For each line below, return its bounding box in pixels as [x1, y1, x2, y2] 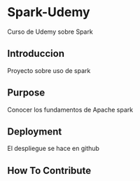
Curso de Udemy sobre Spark [7, 27, 93, 36]
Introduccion [7, 48, 65, 60]
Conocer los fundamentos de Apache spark [7, 105, 134, 114]
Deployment [7, 126, 62, 138]
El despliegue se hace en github [7, 145, 100, 153]
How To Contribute [7, 164, 92, 176]
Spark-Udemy [7, 4, 90, 20]
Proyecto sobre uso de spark [7, 66, 91, 74]
